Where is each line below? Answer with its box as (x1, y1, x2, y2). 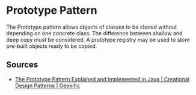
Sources (6, 60, 38, 70)
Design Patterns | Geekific (14, 82, 80, 89)
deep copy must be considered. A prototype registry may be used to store (6, 36, 191, 43)
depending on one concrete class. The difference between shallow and (6, 29, 183, 36)
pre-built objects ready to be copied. (6, 42, 97, 50)
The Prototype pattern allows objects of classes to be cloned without (6, 23, 177, 30)
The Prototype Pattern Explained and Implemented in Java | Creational (14, 75, 190, 82)
